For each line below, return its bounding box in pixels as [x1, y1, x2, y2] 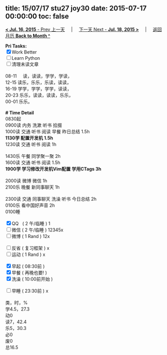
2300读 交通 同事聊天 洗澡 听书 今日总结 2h [5, 196, 97, 202]
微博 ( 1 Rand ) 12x [12, 233, 50, 239]
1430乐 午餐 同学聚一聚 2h [5, 153, 61, 159]
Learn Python [12, 55, 40, 61]
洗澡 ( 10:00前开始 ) [12, 276, 53, 282]
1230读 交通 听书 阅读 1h [5, 141, 57, 147]
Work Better [12, 49, 37, 55]
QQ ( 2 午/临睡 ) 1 [12, 220, 51, 226]
